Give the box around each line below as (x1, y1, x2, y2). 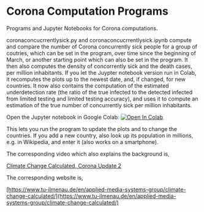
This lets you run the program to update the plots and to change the (6, 125, 178, 132)
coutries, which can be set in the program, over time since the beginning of (6, 49, 196, 56)
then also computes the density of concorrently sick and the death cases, (6, 62, 192, 70)
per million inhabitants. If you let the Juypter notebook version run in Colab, (6, 69, 197, 76)
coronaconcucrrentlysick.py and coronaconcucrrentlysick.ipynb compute (6, 36, 192, 44)
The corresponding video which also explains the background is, (6, 150, 170, 157)
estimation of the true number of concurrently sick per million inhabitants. (6, 101, 192, 108)
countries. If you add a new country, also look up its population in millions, (6, 132, 194, 139)
